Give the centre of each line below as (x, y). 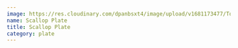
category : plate (31, 34)
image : (16, 14)
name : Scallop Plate (37, 20)
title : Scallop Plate (39, 27)
